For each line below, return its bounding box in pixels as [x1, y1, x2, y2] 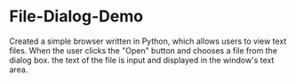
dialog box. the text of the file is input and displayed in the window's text [9, 54, 275, 65]
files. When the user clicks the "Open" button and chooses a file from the [9, 45, 278, 55]
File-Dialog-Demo [9, 6, 144, 27]
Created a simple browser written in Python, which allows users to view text [9, 36, 287, 46]
